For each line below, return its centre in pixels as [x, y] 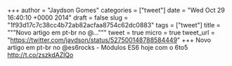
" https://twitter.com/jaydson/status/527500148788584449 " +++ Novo [109, 40]
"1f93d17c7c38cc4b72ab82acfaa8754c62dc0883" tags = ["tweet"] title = [114, 25]
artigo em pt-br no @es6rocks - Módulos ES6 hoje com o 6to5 [98, 47]
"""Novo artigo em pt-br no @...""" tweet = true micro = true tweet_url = [111, 32]
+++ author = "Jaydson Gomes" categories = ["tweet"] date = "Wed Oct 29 [116, 10]
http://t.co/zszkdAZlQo [40, 55]
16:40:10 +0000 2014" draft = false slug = [68, 18]
